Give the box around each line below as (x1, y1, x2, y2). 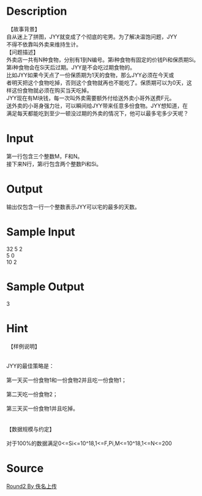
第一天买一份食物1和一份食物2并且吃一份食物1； (6, 376, 127, 384)
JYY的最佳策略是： (6, 362, 54, 369)
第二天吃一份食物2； (6, 391, 58, 398)
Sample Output (6, 280, 84, 294)
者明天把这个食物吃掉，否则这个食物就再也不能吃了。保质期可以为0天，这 (6, 78, 192, 86)
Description (6, 4, 67, 18)
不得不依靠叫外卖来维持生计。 (6, 40, 81, 48)
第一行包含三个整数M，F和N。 (6, 152, 83, 160)
